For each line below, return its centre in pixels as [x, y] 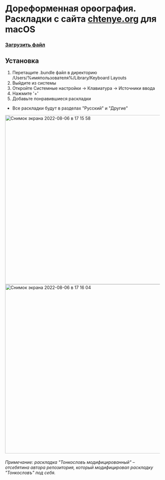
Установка [22, 61]
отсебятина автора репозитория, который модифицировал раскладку [79, 467]
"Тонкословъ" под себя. [30, 473]
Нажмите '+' [25, 93]
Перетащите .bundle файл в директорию [55, 72]
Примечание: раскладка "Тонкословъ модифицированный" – [70, 462]
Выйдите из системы [34, 83]
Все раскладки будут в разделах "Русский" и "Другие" [70, 108]
